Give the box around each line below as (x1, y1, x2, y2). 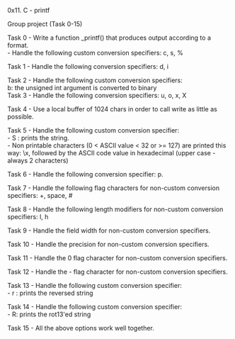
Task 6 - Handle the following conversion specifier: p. (7, 170, 164, 178)
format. (7, 41, 29, 49)
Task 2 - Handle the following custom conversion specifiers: (7, 76, 183, 84)
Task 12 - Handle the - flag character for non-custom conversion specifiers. (7, 267, 228, 276)
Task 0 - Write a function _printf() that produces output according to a (7, 33, 211, 42)
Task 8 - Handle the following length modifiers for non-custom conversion (7, 205, 224, 213)
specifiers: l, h (7, 213, 49, 221)
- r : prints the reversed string (7, 289, 93, 297)
